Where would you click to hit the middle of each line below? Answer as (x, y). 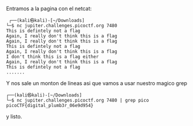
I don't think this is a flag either (53, 57)
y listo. (14, 117)
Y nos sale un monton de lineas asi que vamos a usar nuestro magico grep (97, 83)
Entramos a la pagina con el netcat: (49, 9)
